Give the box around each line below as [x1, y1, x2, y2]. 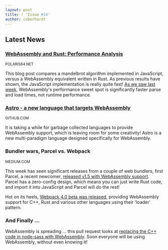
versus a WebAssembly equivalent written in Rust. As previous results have [5, 76, 160, 82]
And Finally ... [5, 217, 40, 224]
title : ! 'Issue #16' [5, 12, 51, 17]
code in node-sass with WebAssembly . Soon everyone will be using [5, 233, 145, 239]
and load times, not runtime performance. [5, 92, 91, 98]
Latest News [5, 35, 45, 44]
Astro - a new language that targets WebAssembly [5, 104, 131, 111]
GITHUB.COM [5, 116, 29, 121]
